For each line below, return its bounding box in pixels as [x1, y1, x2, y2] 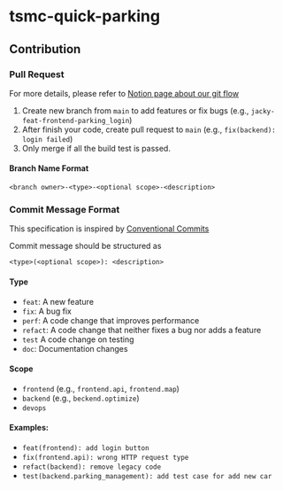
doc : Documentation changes [21, 343, 128, 354]
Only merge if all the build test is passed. [21, 143, 171, 153]
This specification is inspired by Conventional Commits [9, 223, 210, 234]
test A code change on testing [21, 334, 134, 345]
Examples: [9, 423, 49, 433]
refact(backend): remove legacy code [21, 463, 162, 471]
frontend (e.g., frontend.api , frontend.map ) [21, 383, 180, 393]
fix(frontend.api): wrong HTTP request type [21, 453, 189, 462]
